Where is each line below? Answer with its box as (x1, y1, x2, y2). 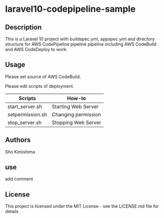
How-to (67, 95, 86, 102)
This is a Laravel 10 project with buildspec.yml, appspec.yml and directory (5, 36, 155, 42)
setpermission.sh (7, 111, 48, 118)
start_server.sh (7, 103, 42, 110)
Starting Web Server (52, 103, 99, 110)
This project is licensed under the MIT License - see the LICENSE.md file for (5, 203, 159, 209)
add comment (5, 176, 33, 182)
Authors (5, 136, 31, 144)
